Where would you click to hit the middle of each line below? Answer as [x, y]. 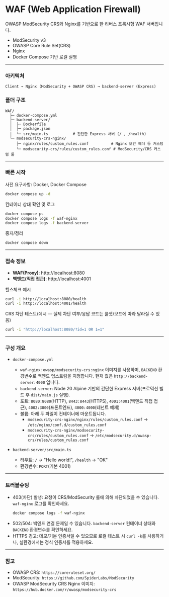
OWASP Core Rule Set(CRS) [41, 45]
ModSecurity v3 [29, 40]
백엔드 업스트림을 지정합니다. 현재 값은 [75, 376]
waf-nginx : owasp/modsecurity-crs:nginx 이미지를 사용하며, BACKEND [89, 370]
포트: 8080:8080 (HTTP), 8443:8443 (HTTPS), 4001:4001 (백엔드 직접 [86, 401]
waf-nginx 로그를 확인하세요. [41, 503]
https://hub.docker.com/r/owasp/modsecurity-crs [64, 589]
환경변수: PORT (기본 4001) [46, 466]
